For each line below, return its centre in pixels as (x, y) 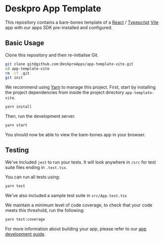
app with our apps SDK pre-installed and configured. (59, 27)
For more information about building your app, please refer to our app (76, 229)
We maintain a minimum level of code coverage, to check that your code (79, 205)
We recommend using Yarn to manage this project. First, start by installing (81, 87)
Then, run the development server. (40, 116)
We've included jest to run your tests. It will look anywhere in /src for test (81, 162)
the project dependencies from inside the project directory (65, 92)
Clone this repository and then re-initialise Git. (52, 55)
